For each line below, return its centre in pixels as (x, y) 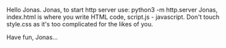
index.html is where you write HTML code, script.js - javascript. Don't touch (113, 17)
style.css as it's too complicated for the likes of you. (80, 24)
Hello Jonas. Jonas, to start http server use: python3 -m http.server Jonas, (112, 10)
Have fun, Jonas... (32, 37)
